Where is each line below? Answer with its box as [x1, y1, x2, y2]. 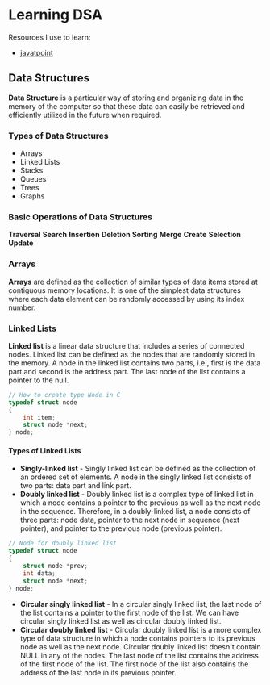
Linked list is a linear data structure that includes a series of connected [8, 340, 245, 350]
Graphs [19, 191, 45, 201]
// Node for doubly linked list [8, 539, 117, 548]
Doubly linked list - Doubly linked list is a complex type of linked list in [19, 490, 254, 499]
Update [8, 238, 34, 248]
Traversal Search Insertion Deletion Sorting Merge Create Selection [8, 230, 242, 240]
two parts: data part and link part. [19, 481, 131, 491]
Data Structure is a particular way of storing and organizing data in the [8, 93, 244, 102]
